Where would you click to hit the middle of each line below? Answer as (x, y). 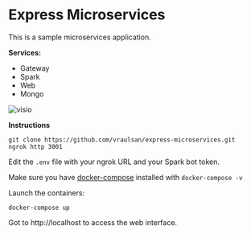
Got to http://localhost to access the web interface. (93, 222)
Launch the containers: (47, 193)
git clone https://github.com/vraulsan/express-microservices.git (122, 140)
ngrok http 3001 (35, 146)
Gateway (35, 68)
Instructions (29, 125)
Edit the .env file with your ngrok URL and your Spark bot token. (114, 162)
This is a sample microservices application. (80, 37)
